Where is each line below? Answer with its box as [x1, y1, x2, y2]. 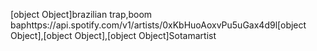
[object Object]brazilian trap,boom [10, 9, 153, 20]
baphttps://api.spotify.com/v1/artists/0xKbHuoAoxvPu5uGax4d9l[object [10, 19, 307, 31]
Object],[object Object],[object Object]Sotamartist [10, 30, 217, 41]
